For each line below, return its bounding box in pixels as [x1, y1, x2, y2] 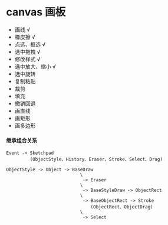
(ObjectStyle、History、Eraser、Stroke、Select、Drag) [29, 156, 163, 162]
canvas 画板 [6, 5, 66, 19]
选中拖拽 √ [14, 48, 41, 55]
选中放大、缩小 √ [14, 63, 56, 70]
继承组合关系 [6, 136, 37, 144]
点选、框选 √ [14, 41, 46, 48]
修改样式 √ [14, 56, 41, 63]
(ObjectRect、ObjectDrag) [90, 204, 153, 210]
